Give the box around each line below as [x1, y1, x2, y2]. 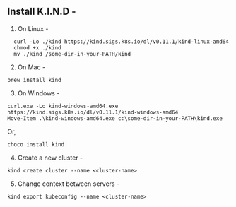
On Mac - [17, 63, 46, 71]
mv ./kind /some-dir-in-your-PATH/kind [13, 50, 131, 57]
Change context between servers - [17, 179, 120, 188]
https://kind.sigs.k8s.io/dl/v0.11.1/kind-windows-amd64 [7, 109, 179, 116]
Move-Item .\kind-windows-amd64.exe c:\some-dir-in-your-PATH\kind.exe [7, 114, 223, 122]
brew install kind [7, 76, 61, 83]
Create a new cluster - [17, 153, 83, 162]
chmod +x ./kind [13, 44, 61, 52]
